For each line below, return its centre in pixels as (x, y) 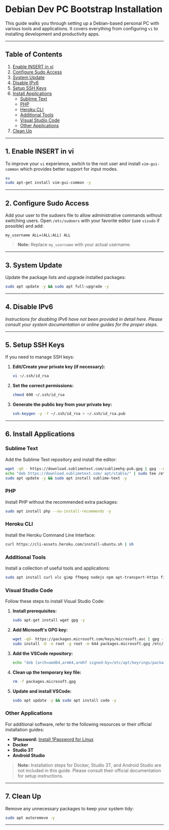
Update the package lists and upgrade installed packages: (65, 277)
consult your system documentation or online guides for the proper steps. (82, 324)
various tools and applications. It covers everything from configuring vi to (82, 28)
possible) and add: (24, 226)
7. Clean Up (23, 797)
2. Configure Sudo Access (47, 203)
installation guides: (25, 729)
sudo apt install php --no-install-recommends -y (58, 511)
